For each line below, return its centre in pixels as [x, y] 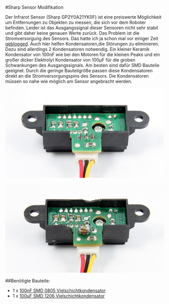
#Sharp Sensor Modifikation [35, 7]
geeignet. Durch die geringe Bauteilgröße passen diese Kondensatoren [79, 71]
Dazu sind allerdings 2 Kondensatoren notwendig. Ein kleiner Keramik [77, 49]
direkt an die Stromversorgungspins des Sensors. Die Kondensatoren [77, 76]
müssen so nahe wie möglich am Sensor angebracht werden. [69, 81]
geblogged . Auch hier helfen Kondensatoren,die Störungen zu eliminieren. [82, 44]
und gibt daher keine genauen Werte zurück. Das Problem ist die [72, 33]
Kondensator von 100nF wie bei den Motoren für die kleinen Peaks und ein [83, 54]
